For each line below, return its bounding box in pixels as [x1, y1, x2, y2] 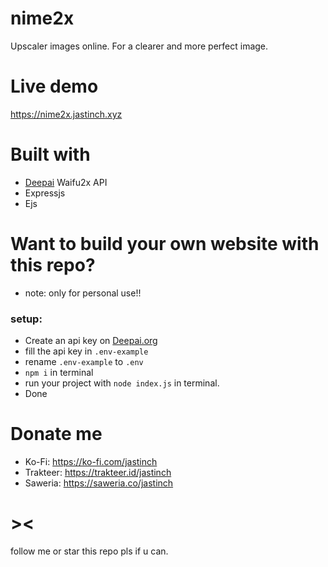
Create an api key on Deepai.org [24, 335, 158, 347]
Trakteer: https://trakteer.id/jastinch [24, 466, 172, 478]
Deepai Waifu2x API [24, 176, 108, 188]
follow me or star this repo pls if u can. [10, 545, 169, 557]
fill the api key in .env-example [24, 345, 149, 357]
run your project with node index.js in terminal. [24, 377, 220, 389]
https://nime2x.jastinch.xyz [10, 108, 123, 120]
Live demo [10, 75, 99, 98]
